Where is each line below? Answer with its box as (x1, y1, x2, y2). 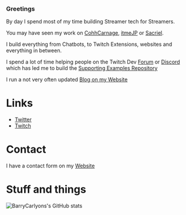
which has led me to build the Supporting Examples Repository (6, 65, 158, 72)
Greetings (6, 5, 35, 13)
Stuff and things (6, 183, 86, 196)
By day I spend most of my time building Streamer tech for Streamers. (6, 18, 175, 25)
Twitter (14, 116, 32, 123)
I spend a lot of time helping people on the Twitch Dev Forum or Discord (6, 58, 180, 66)
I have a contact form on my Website (6, 162, 95, 169)
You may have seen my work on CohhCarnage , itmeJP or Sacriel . (6, 29, 164, 36)
